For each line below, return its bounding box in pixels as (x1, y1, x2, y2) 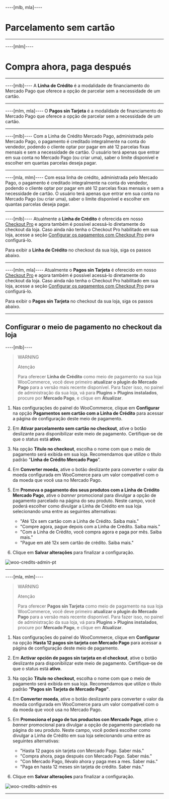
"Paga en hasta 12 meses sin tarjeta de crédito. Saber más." (20, 764, 144, 770)
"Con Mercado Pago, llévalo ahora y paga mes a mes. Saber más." (20, 758, 158, 764)
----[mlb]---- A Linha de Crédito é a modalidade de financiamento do (5, 82, 150, 88)
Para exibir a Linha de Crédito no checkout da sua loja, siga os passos (5, 247, 151, 253)
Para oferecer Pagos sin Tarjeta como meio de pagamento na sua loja (17, 603, 163, 609)
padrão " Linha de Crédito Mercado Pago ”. (12, 457, 101, 463)
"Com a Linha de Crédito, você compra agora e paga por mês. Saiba (20, 529, 162, 535)
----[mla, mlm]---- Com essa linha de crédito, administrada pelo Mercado (5, 174, 158, 180)
